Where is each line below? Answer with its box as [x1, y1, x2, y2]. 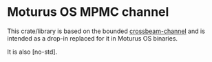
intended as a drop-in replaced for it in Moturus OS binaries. [7, 34, 178, 42]
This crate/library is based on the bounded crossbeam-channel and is [7, 27, 205, 35]
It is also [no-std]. [7, 48, 57, 56]
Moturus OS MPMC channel [7, 4, 169, 20]
